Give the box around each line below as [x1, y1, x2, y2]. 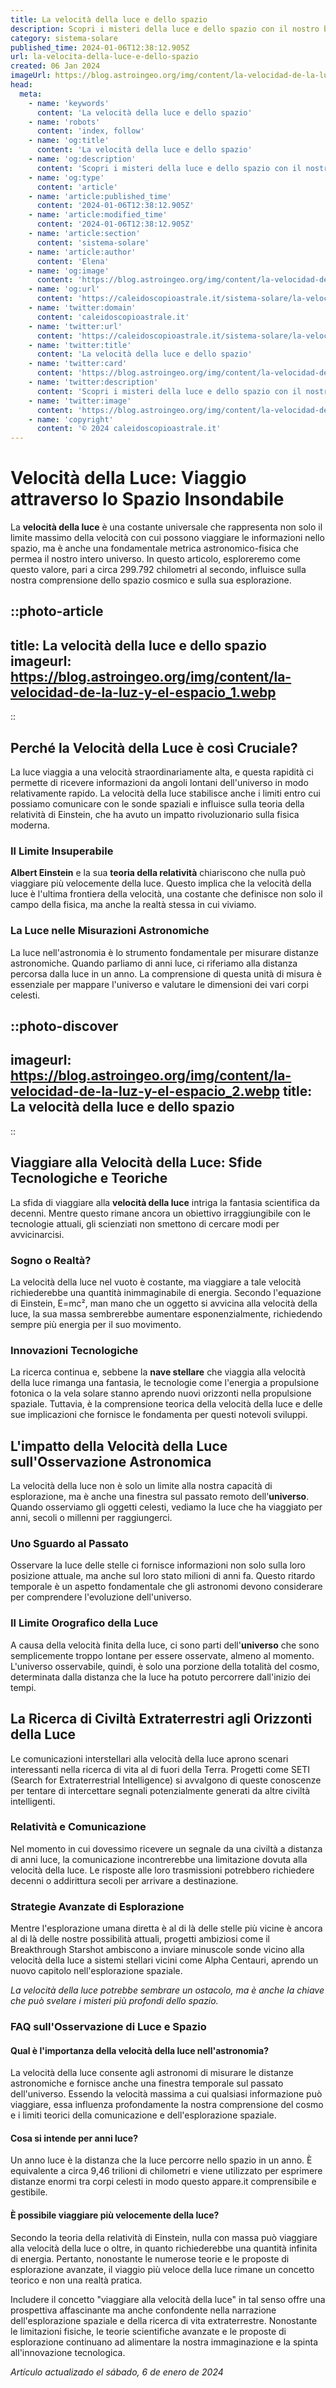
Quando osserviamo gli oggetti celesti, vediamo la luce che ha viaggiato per [10, 1501, 323, 1513]
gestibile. [10, 2186, 48, 2198]
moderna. [10, 819, 51, 831]
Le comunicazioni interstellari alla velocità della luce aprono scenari [10, 1752, 289, 1765]
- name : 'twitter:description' [28, 377, 159, 387]
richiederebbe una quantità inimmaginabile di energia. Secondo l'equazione [10, 1286, 322, 1298]
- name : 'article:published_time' [28, 191, 172, 201]
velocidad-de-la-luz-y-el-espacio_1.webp [10, 684, 277, 701]
